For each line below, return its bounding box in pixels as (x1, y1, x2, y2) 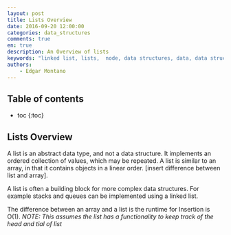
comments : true (7, 36, 51, 43)
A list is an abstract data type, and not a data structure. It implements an (7, 149, 212, 158)
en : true (7, 42, 32, 49)
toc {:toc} (16, 111, 45, 120)
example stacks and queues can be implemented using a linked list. (7, 192, 199, 200)
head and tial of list (7, 220, 63, 228)
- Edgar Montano (19, 67, 67, 74)
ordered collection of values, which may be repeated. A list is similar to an (7, 157, 217, 165)
